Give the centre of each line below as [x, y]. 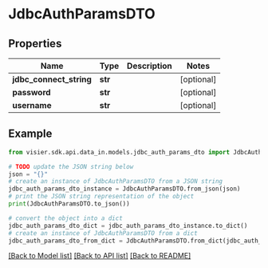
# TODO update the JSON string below [71, 166]
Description [150, 66]
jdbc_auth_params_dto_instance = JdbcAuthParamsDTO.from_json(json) [124, 189]
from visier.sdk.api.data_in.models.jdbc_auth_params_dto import [119, 152]
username [32, 105]
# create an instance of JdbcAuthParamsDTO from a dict [103, 233]
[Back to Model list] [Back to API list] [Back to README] [100, 256]
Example [30, 134]
